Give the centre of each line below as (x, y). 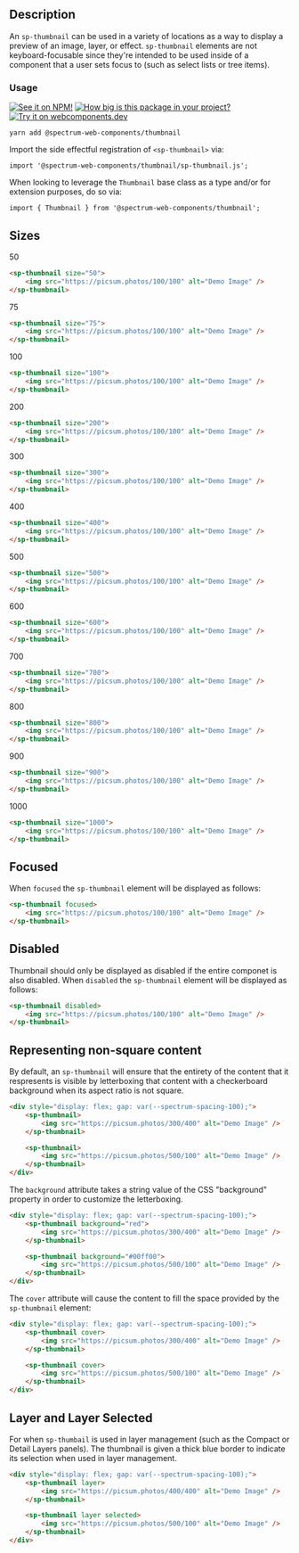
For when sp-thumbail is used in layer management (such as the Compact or (149, 1439)
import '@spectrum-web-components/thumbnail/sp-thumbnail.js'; (129, 166)
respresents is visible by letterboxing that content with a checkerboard (139, 1081)
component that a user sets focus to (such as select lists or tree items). (139, 64)
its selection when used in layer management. (93, 1458)
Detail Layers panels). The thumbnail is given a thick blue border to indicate (148, 1449)
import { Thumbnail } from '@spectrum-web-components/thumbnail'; (135, 209)
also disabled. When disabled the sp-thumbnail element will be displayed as (148, 980)
